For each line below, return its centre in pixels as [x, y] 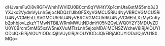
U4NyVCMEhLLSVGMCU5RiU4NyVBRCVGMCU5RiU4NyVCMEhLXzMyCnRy [82, 18]
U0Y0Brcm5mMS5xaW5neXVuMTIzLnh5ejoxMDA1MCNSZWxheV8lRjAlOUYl [82, 28]
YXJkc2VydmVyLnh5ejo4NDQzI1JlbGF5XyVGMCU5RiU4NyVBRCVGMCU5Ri [83, 12]
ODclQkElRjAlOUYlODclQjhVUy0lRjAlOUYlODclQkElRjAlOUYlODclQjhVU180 [81, 33]
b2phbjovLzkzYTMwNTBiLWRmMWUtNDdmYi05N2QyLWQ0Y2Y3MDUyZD [82, 23]
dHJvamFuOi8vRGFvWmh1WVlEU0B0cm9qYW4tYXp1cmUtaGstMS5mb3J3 [82, 7]
